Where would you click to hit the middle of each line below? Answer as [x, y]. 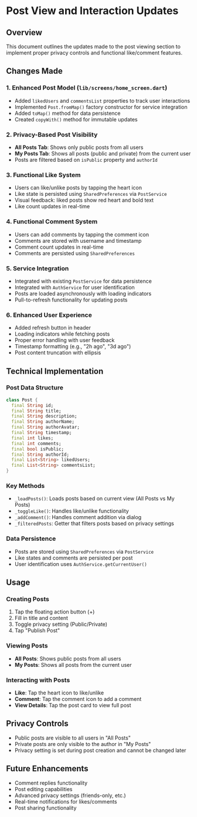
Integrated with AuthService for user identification [74, 287]
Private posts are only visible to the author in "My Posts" [83, 744]
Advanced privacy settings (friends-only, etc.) [70, 795]
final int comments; [36, 443]
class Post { [22, 400]
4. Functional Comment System [52, 222]
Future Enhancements [47, 769]
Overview [24, 33]
